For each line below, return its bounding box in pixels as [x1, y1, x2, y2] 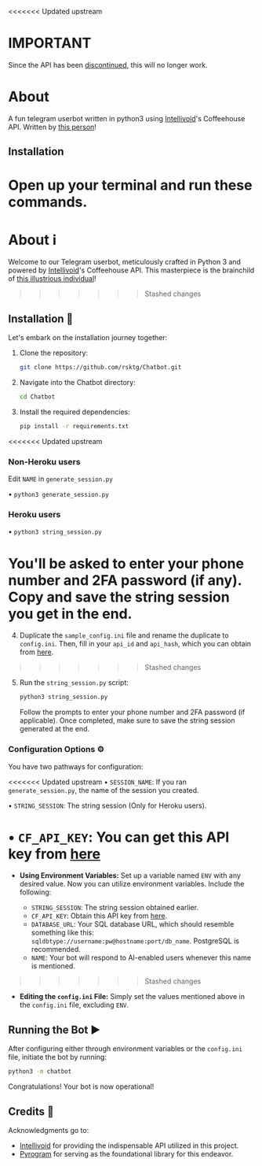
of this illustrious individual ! [8, 274, 96, 283]
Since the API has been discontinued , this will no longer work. [8, 60, 208, 69]
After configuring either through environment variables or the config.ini [8, 1044, 243, 1053]
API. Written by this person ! [8, 122, 96, 131]
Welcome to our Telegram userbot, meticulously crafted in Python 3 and [8, 257, 242, 267]
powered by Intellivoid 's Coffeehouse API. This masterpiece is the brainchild [8, 265, 255, 275]
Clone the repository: [19, 348, 89, 357]
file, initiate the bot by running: [8, 1053, 107, 1062]
